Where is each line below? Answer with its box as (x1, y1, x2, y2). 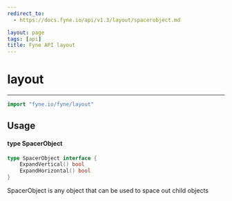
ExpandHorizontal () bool (19, 167, 91, 175)
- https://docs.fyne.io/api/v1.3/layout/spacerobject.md (13, 17, 181, 23)
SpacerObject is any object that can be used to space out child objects (7, 186, 209, 195)
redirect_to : (7, 10, 45, 17)
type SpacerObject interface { (7, 155, 97, 162)
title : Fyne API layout (7, 42, 76, 49)
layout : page (7, 29, 45, 36)
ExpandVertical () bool (19, 161, 85, 168)
